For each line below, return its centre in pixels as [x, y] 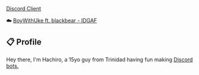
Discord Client [24, 9]
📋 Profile [24, 42]
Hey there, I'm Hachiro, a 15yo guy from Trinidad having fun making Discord [99, 60]
